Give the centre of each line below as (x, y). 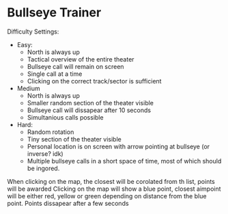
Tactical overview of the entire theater (81, 59)
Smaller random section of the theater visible (90, 103)
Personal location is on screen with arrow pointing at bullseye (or (118, 146)
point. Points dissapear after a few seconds (68, 203)
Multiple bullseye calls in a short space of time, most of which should (124, 161)
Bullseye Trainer (54, 13)
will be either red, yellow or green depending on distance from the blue (107, 196)
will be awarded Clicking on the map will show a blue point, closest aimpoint (114, 189)
